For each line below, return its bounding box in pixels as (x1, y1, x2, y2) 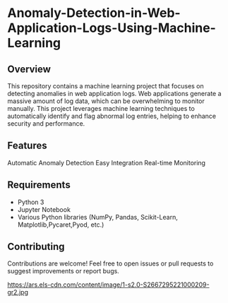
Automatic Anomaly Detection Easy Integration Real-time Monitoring (7, 158, 206, 167)
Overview (7, 63, 52, 75)
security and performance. (7, 119, 85, 128)
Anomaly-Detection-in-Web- (7, 5, 181, 21)
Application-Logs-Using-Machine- (7, 20, 217, 36)
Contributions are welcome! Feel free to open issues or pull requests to (7, 259, 214, 268)
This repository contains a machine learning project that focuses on (7, 82, 205, 90)
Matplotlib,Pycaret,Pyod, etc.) (17, 220, 104, 229)
